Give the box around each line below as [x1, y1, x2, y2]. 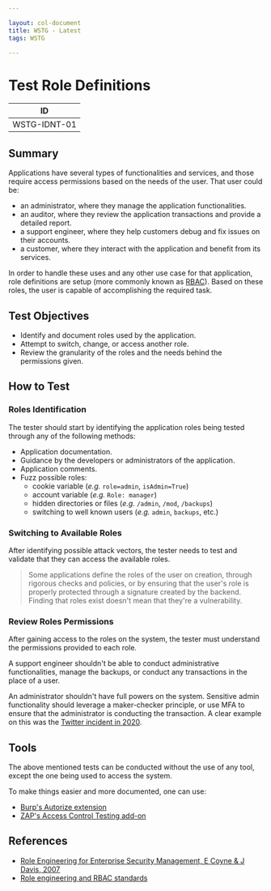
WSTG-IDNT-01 [12, 119, 77, 130]
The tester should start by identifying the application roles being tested [8, 422, 245, 432]
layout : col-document [8, 19, 82, 27]
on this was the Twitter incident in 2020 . [8, 718, 142, 727]
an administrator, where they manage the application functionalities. [19, 201, 247, 211]
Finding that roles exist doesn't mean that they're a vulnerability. [28, 595, 243, 605]
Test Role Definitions [8, 76, 151, 94]
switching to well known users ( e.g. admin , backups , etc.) [32, 507, 219, 517]
